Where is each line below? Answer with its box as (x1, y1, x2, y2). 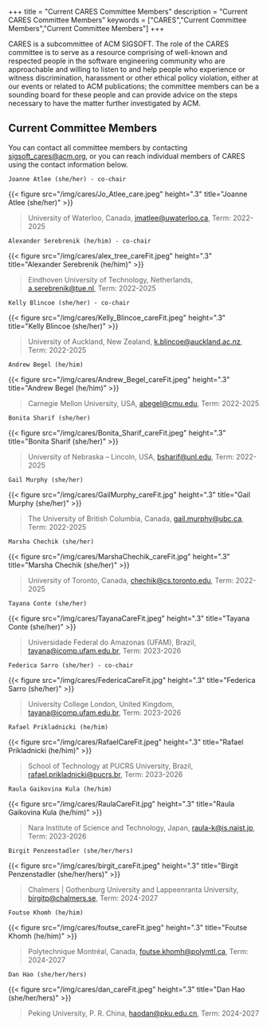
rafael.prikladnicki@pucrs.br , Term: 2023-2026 (27, 769, 183, 779)
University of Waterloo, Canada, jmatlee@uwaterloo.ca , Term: (27, 213, 231, 223)
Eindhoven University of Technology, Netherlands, (27, 274, 194, 284)
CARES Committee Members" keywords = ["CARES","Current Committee (8, 15, 247, 25)
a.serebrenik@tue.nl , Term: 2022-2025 (27, 283, 157, 293)
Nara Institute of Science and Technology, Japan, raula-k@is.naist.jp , (27, 823, 256, 832)
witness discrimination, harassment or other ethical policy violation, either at (8, 73, 259, 82)
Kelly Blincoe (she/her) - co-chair (8, 298, 130, 306)
